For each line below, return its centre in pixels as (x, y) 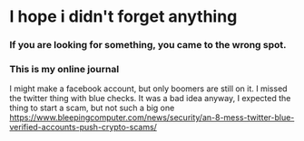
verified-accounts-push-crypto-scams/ (83, 127)
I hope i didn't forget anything (123, 17)
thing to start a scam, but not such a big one (92, 108)
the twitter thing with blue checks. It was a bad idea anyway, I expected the (150, 99)
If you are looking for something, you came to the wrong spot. (148, 45)
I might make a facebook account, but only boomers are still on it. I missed (148, 89)
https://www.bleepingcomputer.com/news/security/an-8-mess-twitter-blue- (152, 117)
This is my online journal (64, 70)
